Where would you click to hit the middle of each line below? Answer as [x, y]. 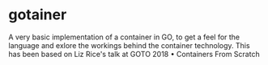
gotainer [38, 15]
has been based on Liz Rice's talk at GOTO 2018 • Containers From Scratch [134, 54]
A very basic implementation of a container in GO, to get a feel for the [124, 37]
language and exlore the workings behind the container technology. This [129, 45]
